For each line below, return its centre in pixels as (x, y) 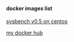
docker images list (29, 8)
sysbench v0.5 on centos (37, 21)
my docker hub (25, 33)
